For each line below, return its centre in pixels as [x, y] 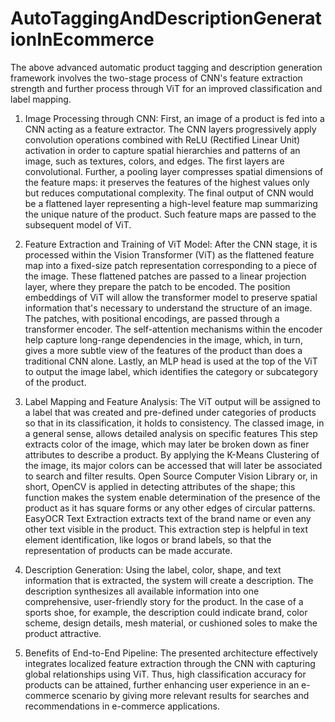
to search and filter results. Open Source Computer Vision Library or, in [171, 476]
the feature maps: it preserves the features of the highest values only [167, 182]
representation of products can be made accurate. [128, 550]
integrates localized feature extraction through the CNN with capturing [170, 663]
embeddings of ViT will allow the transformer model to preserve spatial [171, 297]
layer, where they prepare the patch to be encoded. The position [157, 286]
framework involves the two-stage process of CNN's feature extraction [156, 78]
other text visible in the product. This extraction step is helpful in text [166, 529]
